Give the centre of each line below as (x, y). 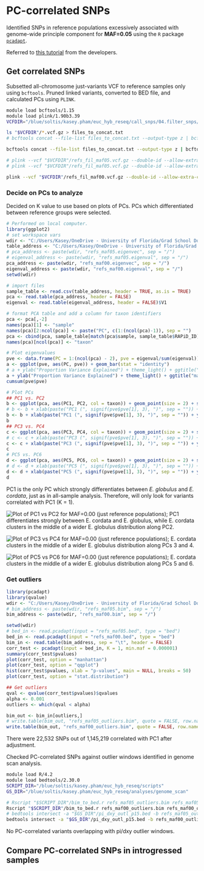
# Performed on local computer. (47, 223)
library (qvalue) (27, 597)
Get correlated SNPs (46, 72)
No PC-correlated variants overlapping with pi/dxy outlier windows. (90, 831)
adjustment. (21, 745)
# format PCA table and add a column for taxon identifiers (84, 314)
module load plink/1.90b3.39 (43, 116)
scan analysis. (24, 764)
